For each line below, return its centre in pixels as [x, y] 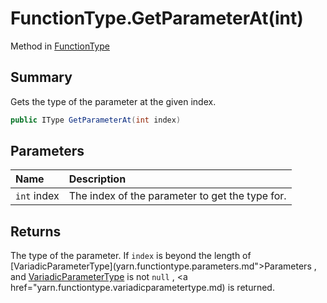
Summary [41, 77]
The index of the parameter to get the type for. [177, 196]
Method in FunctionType [60, 46]
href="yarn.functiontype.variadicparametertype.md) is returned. [142, 288]
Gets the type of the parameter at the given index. [113, 101]
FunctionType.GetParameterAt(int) [157, 18]
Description [97, 179]
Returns [36, 231]
